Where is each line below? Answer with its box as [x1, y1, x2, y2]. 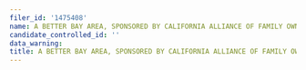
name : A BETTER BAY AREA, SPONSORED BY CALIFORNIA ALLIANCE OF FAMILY [9, 22, 283, 31]
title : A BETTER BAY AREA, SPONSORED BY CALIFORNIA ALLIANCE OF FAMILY [9, 47, 287, 56]
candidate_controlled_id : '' [9, 30, 120, 39]
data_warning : [9, 38, 64, 48]
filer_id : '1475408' [9, 13, 88, 23]
